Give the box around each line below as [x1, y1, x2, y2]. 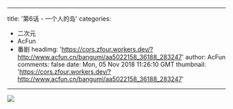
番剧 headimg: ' [17, 46, 62, 53]
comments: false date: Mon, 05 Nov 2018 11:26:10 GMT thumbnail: [17, 60, 207, 68]
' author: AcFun [181, 53, 226, 61]
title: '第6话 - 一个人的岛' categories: [7, 14, 112, 23]
